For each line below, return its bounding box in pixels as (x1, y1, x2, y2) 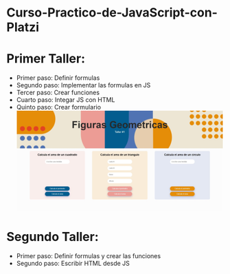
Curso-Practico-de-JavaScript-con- (6, 5, 218, 21)
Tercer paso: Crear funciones (16, 88, 100, 97)
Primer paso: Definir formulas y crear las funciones (16, 252, 161, 260)
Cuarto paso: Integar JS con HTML (16, 96, 115, 104)
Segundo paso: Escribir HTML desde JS (16, 260, 130, 268)
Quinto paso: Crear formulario (16, 103, 101, 112)
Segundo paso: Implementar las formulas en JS (16, 81, 151, 89)
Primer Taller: (6, 51, 86, 67)
